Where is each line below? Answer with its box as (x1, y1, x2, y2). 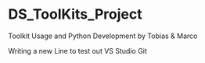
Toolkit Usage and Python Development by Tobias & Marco (8, 31, 198, 40)
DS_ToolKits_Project (8, 5, 142, 23)
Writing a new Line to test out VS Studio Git (8, 46, 147, 55)
